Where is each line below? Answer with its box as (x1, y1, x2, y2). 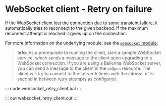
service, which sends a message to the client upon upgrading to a (17, 54, 152, 60)
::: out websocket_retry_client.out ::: (5, 95, 78, 101)
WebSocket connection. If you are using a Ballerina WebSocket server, (17, 60, 162, 66)
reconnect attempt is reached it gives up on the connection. (5, 30, 127, 36)
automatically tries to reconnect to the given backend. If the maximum (5, 25, 148, 31)
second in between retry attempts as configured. (17, 76, 117, 82)
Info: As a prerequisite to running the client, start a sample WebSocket (17, 50, 161, 55)
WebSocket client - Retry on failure (5, 3, 152, 15)
